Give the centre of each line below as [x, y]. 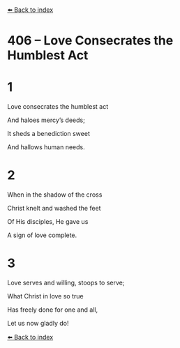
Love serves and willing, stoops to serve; [66, 282]
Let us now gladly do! [38, 323]
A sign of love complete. [42, 235]
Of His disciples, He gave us [48, 222]
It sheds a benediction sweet [49, 134]
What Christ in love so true [45, 296]
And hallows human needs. [46, 147]
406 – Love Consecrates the [90, 41]
